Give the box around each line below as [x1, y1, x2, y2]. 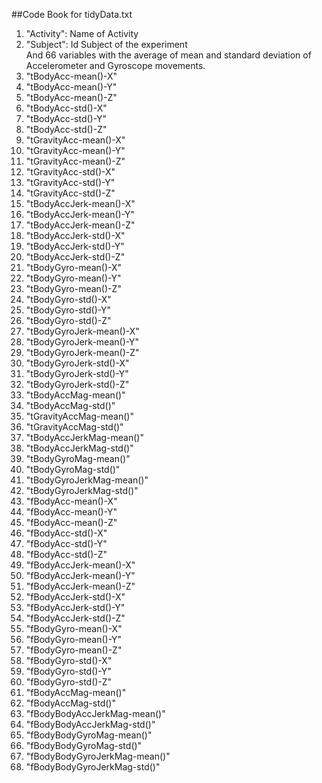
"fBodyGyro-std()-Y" [25, 665, 112, 677]
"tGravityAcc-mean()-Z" [25, 155, 126, 167]
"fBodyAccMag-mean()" [25, 687, 127, 698]
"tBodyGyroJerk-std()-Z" [25, 379, 130, 390]
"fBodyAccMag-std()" [25, 697, 116, 709]
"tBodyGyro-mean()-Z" [25, 283, 122, 294]
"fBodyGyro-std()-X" [25, 655, 113, 666]
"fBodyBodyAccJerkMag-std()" [25, 719, 156, 730]
